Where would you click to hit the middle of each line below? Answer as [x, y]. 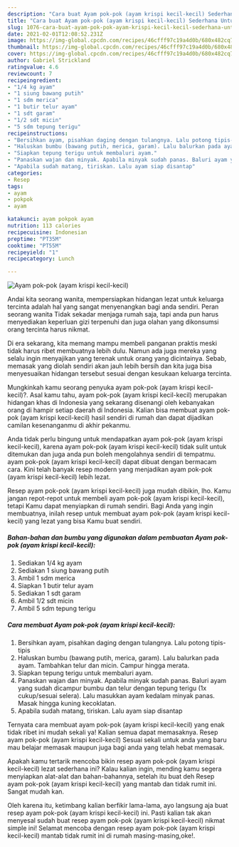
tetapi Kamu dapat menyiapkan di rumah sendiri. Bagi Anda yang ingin [110, 506]
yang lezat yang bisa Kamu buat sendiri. [83, 521]
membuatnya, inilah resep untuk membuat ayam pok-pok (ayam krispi [110, 513]
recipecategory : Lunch [41, 259]
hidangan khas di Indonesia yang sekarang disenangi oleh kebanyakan [111, 403]
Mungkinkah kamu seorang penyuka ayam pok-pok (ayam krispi [101, 387]
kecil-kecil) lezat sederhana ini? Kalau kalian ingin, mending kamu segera [115, 769]
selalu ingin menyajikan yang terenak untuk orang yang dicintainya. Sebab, [117, 359]
